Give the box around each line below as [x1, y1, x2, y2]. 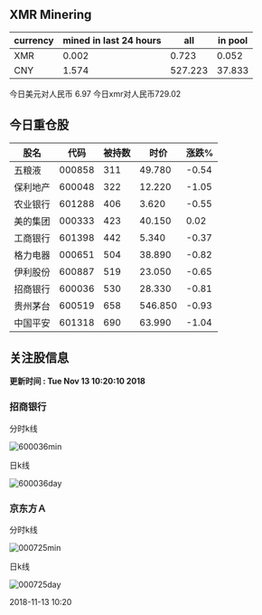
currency [14, 33, 54, 46]
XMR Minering [9, 7, 92, 23]
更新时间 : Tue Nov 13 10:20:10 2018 [9, 375, 146, 387]
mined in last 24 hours [62, 33, 162, 46]
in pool [218, 33, 248, 46]
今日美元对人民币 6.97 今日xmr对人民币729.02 [9, 88, 182, 99]
